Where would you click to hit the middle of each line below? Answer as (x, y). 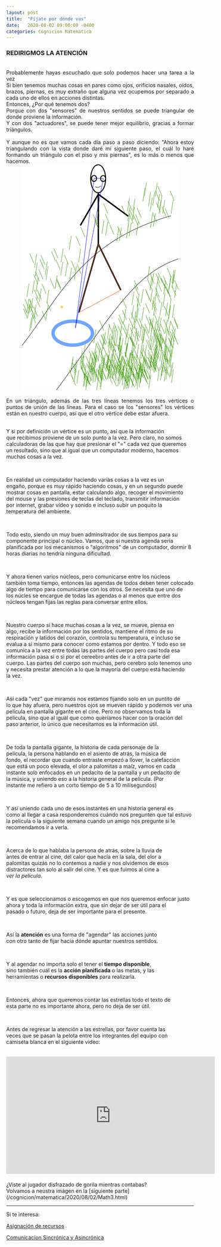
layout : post (22, 13)
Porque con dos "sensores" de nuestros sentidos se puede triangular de (100, 110)
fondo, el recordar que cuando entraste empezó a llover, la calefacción (93, 759)
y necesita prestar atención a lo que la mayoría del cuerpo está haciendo (96, 669)
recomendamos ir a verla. (38, 827)
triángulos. (19, 129)
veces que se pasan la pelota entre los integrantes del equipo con (87, 1035)
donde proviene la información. (45, 117)
